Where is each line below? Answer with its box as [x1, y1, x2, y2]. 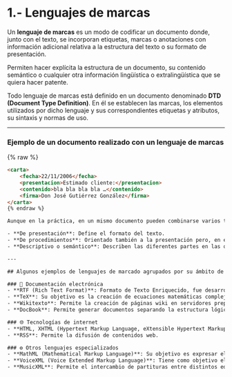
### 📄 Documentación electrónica [7, 281, 104, 288]
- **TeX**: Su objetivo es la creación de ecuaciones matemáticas [7, 293, 202, 301]
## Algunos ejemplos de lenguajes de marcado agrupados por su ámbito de [7, 268, 224, 275]
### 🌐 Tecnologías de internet [7, 319, 98, 326]
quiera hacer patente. [7, 78, 69, 86]
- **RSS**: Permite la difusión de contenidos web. [7, 331, 159, 339]
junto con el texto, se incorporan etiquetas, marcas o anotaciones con [7, 35, 206, 43]
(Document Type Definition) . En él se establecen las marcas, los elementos [7, 98, 223, 107]
